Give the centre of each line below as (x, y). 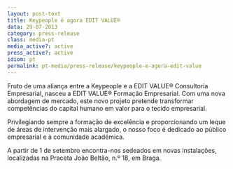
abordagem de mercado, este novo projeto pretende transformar (100, 101)
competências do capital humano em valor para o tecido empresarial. (107, 108)
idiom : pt (22, 60)
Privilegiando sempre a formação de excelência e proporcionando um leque (116, 122)
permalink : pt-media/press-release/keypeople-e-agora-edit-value (104, 66)
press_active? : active (40, 53)
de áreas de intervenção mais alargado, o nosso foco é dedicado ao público (117, 129)
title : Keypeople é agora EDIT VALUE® (64, 20)
